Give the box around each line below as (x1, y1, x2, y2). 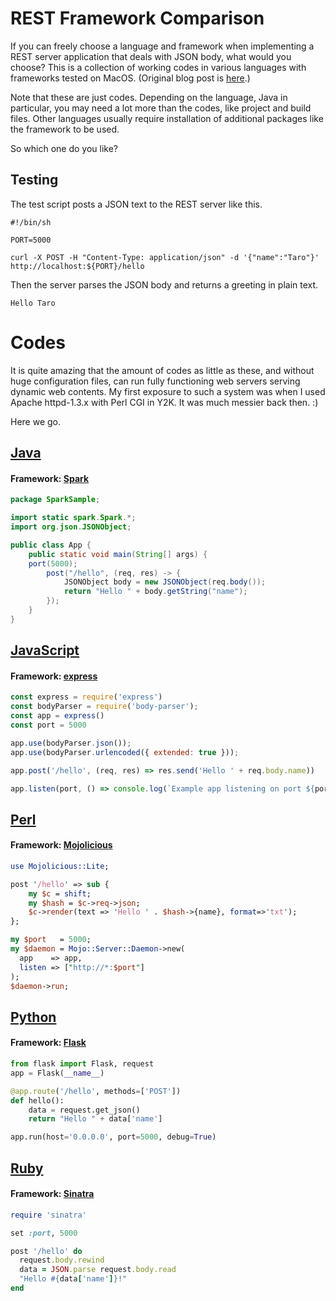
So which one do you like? (10, 142, 118, 154)
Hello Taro (10, 298, 56, 308)
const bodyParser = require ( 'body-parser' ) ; (10, 702, 199, 712)
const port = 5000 (10, 720, 87, 730)
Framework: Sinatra (10, 1188, 95, 1200)
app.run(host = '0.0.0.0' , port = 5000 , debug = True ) (10, 1132, 217, 1142)
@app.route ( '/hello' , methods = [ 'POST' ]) (10, 1086, 182, 1096)
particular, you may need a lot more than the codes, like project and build (10, 102, 312, 114)
